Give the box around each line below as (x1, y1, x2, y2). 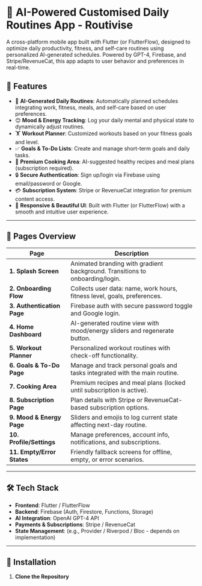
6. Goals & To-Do (9, 361, 60, 370)
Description (114, 249, 149, 257)
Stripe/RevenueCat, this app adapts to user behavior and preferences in (6, 57, 185, 65)
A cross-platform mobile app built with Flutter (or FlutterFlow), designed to (6, 38, 191, 45)
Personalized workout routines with (70, 344, 170, 352)
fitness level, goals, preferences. (70, 292, 162, 300)
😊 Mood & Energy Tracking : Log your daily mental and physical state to (14, 116, 194, 124)
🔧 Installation (6, 557, 57, 567)
